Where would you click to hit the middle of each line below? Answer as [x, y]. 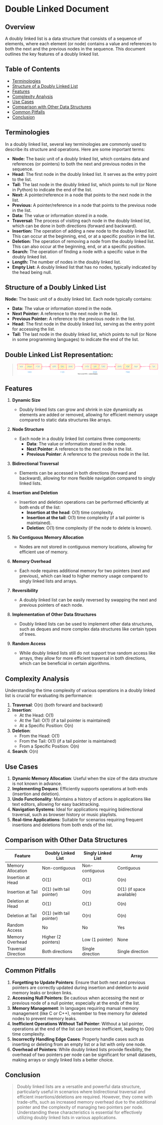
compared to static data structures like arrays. [65, 420]
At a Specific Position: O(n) [46, 726]
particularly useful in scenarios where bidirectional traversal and [81, 1092]
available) [127, 894]
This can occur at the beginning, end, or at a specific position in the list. [84, 236]
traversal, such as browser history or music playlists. [65, 814]
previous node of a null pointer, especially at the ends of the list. [76, 1003]
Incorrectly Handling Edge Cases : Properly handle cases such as [78, 1039]
